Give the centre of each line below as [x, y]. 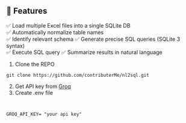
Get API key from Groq [43, 86]
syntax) [16, 46]
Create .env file [34, 92]
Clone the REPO [35, 64]
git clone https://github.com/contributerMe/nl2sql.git [78, 75]
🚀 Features [27, 11]
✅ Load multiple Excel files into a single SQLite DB [68, 25]
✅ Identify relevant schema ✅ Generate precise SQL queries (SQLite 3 [93, 39]
